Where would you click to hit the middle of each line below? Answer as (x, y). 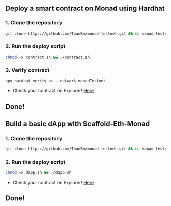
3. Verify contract (27, 70)
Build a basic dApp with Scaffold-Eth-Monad (78, 124)
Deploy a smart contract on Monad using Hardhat (85, 8)
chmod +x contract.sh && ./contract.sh (48, 57)
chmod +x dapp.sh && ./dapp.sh (38, 173)
